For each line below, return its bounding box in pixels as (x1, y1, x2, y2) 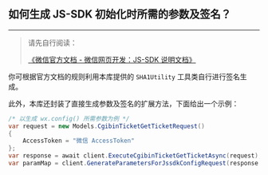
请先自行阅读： (27, 38, 77, 47)
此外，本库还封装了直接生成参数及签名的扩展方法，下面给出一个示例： (8, 98, 239, 108)
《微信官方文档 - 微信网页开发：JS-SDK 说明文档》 (27, 54, 196, 64)
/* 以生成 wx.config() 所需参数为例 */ (8, 114, 130, 122)
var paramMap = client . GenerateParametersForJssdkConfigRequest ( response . (8, 159, 262, 168)
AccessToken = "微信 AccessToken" (22, 137, 135, 145)
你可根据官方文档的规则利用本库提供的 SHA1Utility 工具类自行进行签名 (8, 71, 241, 82)
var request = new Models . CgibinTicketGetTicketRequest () (8, 122, 205, 130)
